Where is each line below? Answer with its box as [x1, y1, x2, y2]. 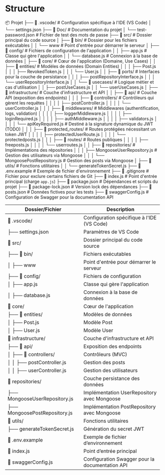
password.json [5, 32, 35, 37]
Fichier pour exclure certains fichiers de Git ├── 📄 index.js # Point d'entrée [5, 173, 157, 179]
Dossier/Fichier [25, 205, 62, 212]
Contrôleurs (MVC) [83, 351, 128, 358]
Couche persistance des [83, 375, 140, 382]
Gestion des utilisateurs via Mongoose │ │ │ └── [5, 152, 105, 158]
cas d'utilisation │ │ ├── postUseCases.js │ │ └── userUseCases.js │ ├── [5, 84, 158, 90]
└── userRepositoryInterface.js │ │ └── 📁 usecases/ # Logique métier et [5, 79, 154, 85]
